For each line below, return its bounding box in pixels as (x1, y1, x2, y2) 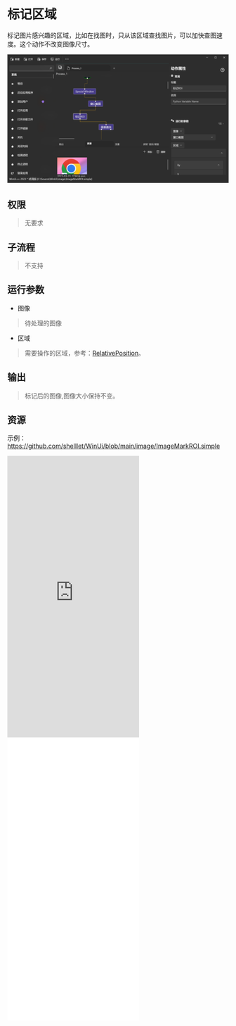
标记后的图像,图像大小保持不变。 (24, 392, 119, 400)
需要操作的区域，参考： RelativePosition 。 (24, 349, 145, 357)
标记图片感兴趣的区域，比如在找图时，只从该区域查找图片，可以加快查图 (7, 31, 216, 39)
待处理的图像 (24, 318, 62, 327)
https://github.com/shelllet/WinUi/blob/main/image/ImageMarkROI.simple (7, 442, 221, 451)
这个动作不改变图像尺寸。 (19, 39, 93, 48)
